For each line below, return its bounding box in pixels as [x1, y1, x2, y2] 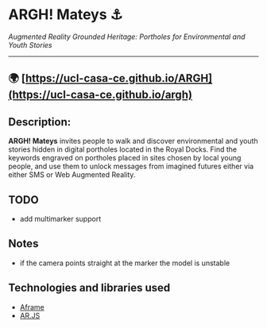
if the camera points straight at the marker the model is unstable [19, 258, 230, 268]
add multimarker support [19, 214, 102, 223]
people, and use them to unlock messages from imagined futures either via [8, 161, 254, 172]
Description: [8, 115, 72, 129]
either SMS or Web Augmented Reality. [8, 170, 136, 179]
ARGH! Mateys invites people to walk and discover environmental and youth [8, 137, 258, 146]
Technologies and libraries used [8, 281, 171, 295]
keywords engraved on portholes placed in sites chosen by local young [8, 153, 242, 163]
